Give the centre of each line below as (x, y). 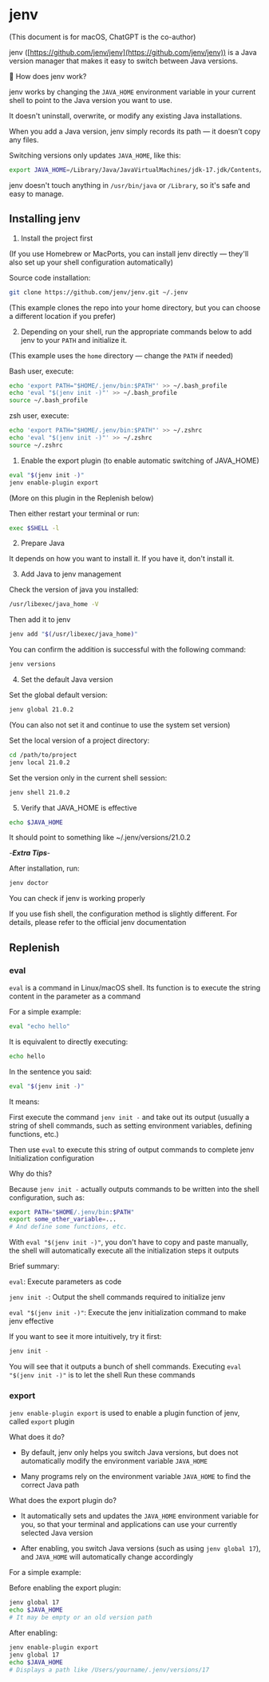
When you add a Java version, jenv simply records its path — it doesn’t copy (135, 131)
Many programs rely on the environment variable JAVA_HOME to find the (135, 1477)
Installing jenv (45, 219)
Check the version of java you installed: (74, 590)
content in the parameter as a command (75, 996)
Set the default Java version (67, 680)
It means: (24, 1102)
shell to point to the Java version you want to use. (91, 100)
